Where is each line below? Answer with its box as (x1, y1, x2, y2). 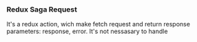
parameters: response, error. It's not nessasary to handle (6, 27, 168, 35)
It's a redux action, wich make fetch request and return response (6, 20, 191, 28)
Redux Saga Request (6, 5, 77, 14)
